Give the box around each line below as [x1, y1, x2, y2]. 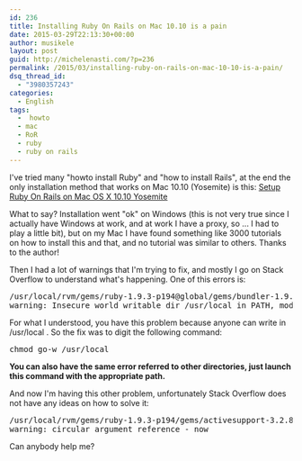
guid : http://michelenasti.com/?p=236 [9, 55, 155, 64]
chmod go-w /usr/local [9, 344, 110, 354]
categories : [9, 88, 54, 97]
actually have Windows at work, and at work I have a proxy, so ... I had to [9, 218, 280, 229]
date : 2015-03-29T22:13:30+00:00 [9, 30, 135, 39]
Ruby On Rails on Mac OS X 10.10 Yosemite [9, 191, 168, 202]
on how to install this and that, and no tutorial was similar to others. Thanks [9, 237, 287, 248]
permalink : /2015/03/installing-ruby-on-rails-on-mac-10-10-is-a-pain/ [9, 64, 283, 73]
